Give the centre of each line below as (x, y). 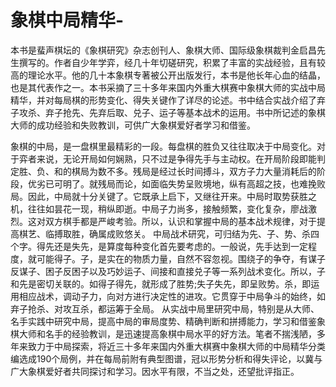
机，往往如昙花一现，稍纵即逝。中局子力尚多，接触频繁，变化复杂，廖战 (159, 208)
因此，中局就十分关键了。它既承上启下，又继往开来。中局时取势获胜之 (172, 196)
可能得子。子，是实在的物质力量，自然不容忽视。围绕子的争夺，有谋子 (181, 258)
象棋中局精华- (67, 20)
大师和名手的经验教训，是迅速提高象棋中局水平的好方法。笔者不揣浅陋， (167, 333)
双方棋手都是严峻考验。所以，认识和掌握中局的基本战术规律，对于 (180, 221)
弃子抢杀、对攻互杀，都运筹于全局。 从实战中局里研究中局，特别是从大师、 (165, 308)
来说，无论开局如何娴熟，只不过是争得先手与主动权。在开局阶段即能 (176, 158)
